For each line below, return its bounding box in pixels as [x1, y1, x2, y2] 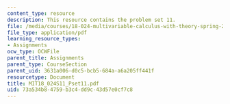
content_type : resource [7, 10, 75, 17]
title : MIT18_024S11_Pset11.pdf [7, 80, 99, 87]
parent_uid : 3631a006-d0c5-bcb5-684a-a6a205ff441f [7, 67, 155, 74]
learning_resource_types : [7, 36, 81, 42]
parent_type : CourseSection [7, 61, 88, 68]
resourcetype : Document [7, 73, 75, 81]
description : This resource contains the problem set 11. [7, 16, 176, 23]
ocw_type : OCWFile [7, 49, 60, 55]
